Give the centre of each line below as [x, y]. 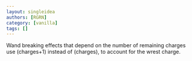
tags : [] [17, 28]
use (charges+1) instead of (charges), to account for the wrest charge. [93, 52]
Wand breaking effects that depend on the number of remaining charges [96, 45]
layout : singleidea [31, 12]
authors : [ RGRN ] [26, 17]
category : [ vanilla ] [32, 23]
